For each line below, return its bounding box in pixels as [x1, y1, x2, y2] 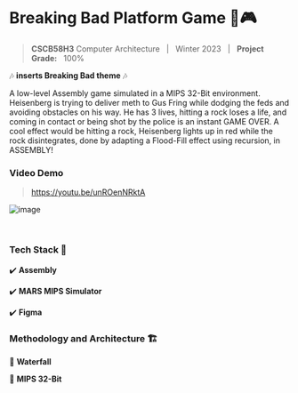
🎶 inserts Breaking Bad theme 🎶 [9, 69, 128, 81]
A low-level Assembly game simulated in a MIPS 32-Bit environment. [9, 87, 261, 99]
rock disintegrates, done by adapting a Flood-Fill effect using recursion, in [9, 135, 280, 146]
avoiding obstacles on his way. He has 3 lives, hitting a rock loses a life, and [9, 107, 287, 117]
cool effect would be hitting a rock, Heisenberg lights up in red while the [9, 125, 273, 136]
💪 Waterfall [9, 356, 52, 366]
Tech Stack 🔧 [9, 244, 68, 256]
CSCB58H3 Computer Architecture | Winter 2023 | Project [30, 43, 264, 54]
